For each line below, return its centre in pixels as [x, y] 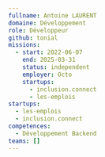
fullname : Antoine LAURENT [52, 15]
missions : [24, 45]
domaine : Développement [47, 23]
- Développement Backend [56, 133]
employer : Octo [47, 75]
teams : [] [24, 141]
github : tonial [33, 38]
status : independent [56, 67]
